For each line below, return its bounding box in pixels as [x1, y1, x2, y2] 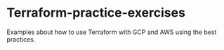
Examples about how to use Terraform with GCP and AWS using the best [6, 28, 217, 36]
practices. [6, 35, 36, 43]
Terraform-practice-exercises [6, 5, 185, 21]
